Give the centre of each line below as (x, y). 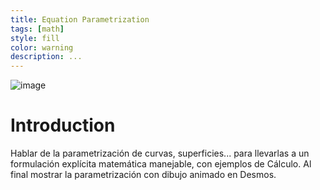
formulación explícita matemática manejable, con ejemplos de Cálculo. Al (161, 164)
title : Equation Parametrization (80, 19)
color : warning (42, 47)
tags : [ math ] (37, 29)
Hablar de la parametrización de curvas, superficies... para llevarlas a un (160, 153)
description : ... (46, 57)
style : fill (35, 38)
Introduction (63, 125)
